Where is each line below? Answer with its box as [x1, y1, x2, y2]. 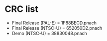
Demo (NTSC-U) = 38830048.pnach [11, 30, 88, 36]
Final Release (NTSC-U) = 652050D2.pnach [11, 25, 103, 31]
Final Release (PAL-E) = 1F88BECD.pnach [11, 20, 97, 26]
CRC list [4, 3, 38, 15]
